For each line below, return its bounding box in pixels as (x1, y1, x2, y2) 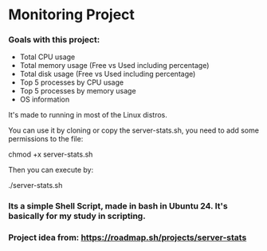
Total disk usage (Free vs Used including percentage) (19, 70, 196, 79)
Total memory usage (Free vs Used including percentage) (19, 61, 210, 70)
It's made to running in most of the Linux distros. (8, 110, 167, 120)
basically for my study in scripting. (8, 210, 146, 221)
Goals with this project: (8, 34, 100, 46)
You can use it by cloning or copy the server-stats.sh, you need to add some (8, 125, 259, 135)
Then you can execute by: (8, 165, 94, 175)
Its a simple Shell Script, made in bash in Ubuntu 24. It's (8, 201, 229, 212)
